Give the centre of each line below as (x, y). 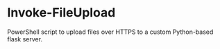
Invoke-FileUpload (61, 13)
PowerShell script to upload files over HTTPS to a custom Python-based (110, 32)
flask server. (25, 39)
